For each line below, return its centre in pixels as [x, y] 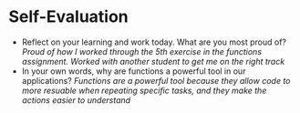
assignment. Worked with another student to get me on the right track [153, 61]
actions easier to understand [76, 100]
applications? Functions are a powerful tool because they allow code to [156, 80]
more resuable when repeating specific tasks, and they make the [144, 90]
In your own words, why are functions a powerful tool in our [134, 71]
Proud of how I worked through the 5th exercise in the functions [141, 51]
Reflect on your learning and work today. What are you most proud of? [154, 42]
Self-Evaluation [68, 17]
